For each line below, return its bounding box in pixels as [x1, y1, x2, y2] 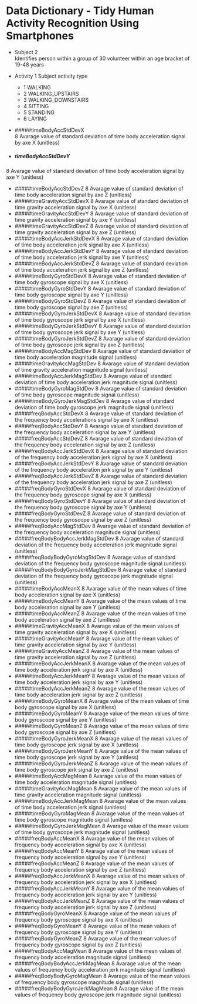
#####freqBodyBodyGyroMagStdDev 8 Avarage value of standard [14, 553, 176, 561]
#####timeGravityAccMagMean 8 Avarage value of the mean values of [14, 785, 187, 792]
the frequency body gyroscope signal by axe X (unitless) [14, 491, 152, 498]
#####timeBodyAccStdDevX [14, 126, 84, 134]
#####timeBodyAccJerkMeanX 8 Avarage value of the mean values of [14, 660, 186, 667]
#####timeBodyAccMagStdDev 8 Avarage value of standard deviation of [14, 347, 191, 354]
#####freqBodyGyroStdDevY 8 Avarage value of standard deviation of [14, 497, 186, 504]
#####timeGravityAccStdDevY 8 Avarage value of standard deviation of [14, 210, 189, 217]
